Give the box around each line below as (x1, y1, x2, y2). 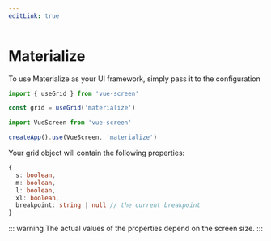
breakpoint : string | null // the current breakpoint (15, 201, 201, 209)
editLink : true (8, 11, 60, 20)
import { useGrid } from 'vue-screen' (8, 89, 139, 97)
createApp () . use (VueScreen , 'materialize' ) (8, 133, 158, 142)
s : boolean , (15, 171, 57, 179)
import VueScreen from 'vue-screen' (8, 118, 132, 127)
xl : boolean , (15, 194, 60, 202)
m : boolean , (15, 179, 57, 187)
